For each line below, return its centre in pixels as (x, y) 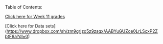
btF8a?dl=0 (17, 36)
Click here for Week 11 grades (35, 16)
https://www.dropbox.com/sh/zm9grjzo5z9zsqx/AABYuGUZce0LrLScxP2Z (82, 31)
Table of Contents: (24, 7)
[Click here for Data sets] (30, 26)
